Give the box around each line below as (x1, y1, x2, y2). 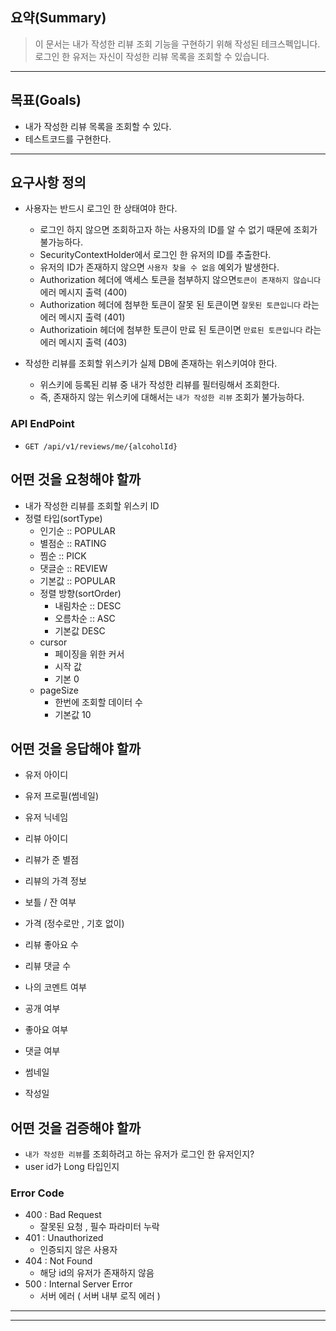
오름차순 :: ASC (54, 612, 116, 624)
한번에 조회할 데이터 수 (54, 696, 144, 708)
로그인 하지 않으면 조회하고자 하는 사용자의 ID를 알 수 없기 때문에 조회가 (39, 224, 318, 236)
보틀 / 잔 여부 (24, 896, 77, 908)
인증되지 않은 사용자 (39, 1244, 118, 1256)
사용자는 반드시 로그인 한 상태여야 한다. (24, 203, 178, 215)
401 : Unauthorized (24, 1232, 104, 1244)
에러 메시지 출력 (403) (39, 336, 128, 348)
